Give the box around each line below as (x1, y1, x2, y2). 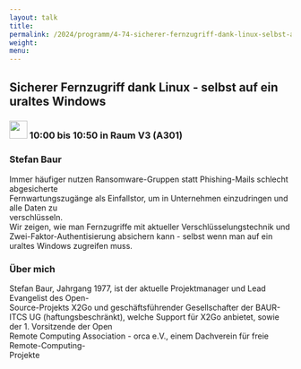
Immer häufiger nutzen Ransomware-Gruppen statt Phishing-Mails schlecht (9, 174, 288, 184)
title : (9, 21, 34, 30)
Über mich (9, 262, 56, 275)
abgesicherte (9, 183, 58, 193)
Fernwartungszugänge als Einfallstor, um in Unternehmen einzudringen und (9, 193, 288, 203)
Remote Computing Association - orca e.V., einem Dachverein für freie (9, 330, 269, 341)
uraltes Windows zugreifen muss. (9, 240, 133, 251)
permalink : (9, 30, 50, 39)
